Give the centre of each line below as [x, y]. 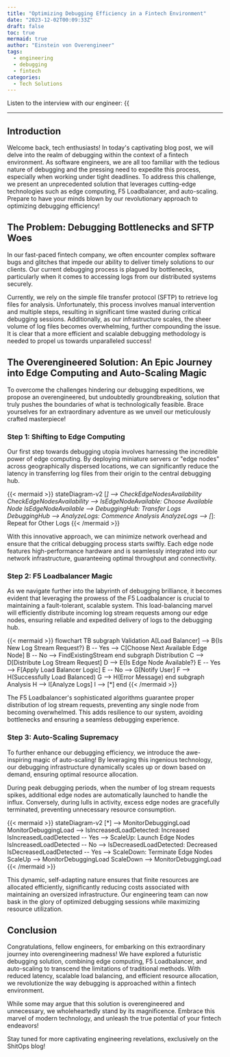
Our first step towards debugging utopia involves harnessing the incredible [113, 451]
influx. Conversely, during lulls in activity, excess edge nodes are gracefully [114, 802]
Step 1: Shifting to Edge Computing [66, 436]
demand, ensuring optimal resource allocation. [73, 774]
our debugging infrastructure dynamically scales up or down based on [106, 767]
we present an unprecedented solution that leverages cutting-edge [102, 184]
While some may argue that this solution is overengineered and [96, 1004]
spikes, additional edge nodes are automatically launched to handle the [107, 795]
